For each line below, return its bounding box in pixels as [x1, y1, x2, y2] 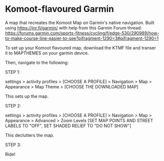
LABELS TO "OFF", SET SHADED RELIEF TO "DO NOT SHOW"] [5, 123, 131, 129]
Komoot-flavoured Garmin [5, 3, 114, 15]
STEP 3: [5, 141, 21, 148]
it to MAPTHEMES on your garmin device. [5, 50, 89, 56]
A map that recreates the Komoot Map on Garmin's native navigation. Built [5, 20, 155, 26]
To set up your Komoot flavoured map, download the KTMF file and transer [5, 45, 156, 51]
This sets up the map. [5, 93, 49, 99]
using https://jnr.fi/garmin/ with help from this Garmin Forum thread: [5, 25, 142, 30]
